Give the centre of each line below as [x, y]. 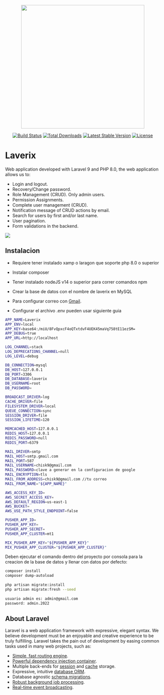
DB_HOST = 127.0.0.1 [24, 370]
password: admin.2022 [27, 603]
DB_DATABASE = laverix [26, 379]
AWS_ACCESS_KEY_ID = [25, 493]
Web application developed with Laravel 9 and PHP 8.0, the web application [82, 169]
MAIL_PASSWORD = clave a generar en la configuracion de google [70, 470]
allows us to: [18, 174]
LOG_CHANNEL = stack [24, 347]
